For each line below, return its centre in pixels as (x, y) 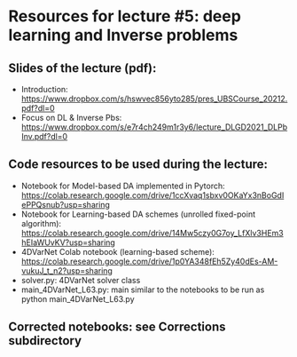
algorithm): (41, 223)
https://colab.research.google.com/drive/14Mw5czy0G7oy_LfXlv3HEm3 (152, 233)
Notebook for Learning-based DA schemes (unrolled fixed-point (138, 214)
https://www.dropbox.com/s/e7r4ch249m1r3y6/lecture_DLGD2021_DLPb (154, 127)
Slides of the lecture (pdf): (82, 68)
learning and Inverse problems (123, 35)
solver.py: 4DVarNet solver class (81, 280)
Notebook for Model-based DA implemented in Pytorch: (123, 186)
